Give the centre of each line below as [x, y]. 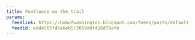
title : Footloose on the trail [45, 11]
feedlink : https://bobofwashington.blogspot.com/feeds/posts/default [100, 22]
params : [16, 17]
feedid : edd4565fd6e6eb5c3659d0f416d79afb [65, 28]
